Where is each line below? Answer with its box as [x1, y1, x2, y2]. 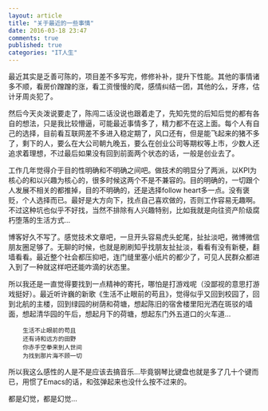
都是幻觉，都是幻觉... [8, 394, 78, 403]
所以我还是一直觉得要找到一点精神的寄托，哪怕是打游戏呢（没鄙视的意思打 [8, 279, 253, 288]
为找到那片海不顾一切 [22, 352, 82, 360]
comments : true [8, 34, 59, 42]
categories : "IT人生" [8, 49, 78, 57]
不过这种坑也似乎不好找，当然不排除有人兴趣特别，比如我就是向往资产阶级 [8, 205, 253, 215]
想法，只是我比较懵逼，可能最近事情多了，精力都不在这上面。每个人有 [22, 119, 253, 128]
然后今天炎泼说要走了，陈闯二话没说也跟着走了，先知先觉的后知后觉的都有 [8, 109, 253, 118]
